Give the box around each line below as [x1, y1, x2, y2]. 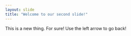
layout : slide [5, 7, 35, 12]
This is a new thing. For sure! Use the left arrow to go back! [5, 25, 127, 31]
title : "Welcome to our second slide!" [5, 12, 88, 17]
